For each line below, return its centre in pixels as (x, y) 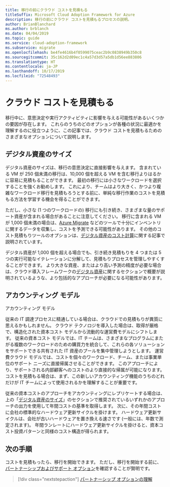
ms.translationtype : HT (30, 62)
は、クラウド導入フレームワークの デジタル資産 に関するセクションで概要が (83, 271)
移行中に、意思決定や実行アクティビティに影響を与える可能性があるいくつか (85, 118)
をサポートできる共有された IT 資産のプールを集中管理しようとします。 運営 (84, 351)
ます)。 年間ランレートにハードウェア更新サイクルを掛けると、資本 (89, 425)
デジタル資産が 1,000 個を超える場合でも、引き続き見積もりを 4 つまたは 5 (83, 252)
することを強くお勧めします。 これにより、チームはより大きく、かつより (81, 186)
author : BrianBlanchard (30, 24)
